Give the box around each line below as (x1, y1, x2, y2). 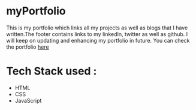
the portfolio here (6, 43, 49, 50)
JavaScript (14, 97, 42, 104)
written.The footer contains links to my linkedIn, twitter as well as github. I (6, 30, 188, 37)
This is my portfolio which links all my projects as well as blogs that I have (6, 24, 188, 31)
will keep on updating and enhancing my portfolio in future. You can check (6, 37, 190, 44)
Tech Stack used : (6, 64, 97, 78)
